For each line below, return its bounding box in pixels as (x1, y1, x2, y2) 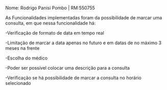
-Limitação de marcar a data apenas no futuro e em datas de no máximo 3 (5, 40, 162, 46)
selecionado (5, 80, 31, 86)
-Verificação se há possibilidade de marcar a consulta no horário (5, 75, 141, 81)
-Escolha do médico (5, 55, 47, 61)
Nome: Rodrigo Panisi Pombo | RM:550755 (5, 5, 96, 11)
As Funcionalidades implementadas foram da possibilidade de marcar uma (5, 15, 162, 20)
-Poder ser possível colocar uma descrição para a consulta (5, 65, 130, 71)
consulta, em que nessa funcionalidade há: (5, 20, 96, 26)
